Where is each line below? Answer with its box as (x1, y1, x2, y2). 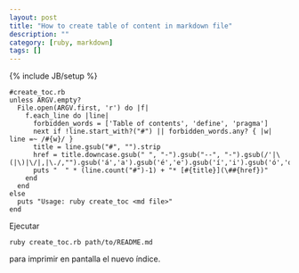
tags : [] (9, 46, 42, 55)
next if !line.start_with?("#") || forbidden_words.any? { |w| (32, 127, 273, 136)
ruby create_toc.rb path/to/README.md (9, 238, 153, 247)
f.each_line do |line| (25, 112, 109, 120)
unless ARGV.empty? (9, 95, 82, 105)
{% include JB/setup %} (9, 70, 98, 81)
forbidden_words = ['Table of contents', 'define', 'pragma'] (32, 120, 269, 128)
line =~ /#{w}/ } (9, 135, 74, 144)
